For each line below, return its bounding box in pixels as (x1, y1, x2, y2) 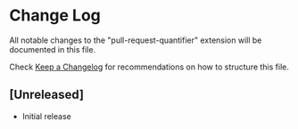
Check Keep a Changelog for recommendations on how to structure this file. (9, 61, 290, 72)
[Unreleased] (9, 87, 85, 102)
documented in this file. (9, 44, 96, 54)
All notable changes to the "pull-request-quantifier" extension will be (9, 35, 262, 45)
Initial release (21, 110, 71, 121)
